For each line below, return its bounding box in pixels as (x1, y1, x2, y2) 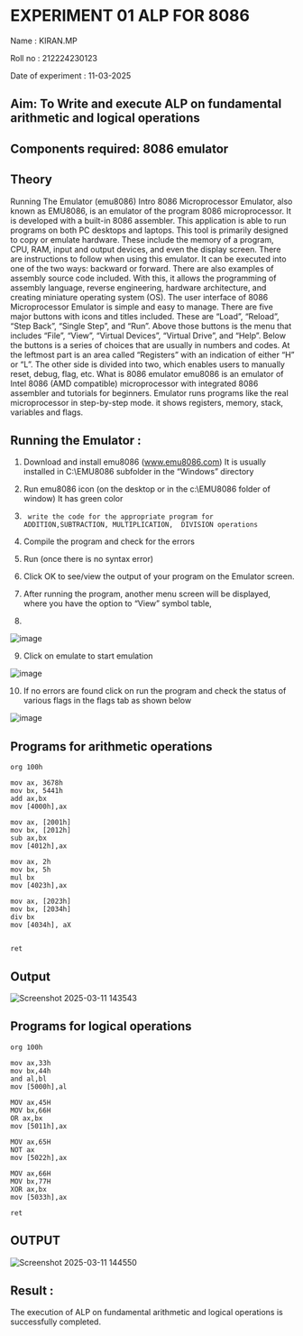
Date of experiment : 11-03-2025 (10, 69, 132, 81)
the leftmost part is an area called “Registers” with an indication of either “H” (10, 349, 295, 360)
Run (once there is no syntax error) (23, 554, 154, 565)
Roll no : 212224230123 (10, 52, 98, 63)
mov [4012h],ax (10, 842, 68, 851)
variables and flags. (10, 407, 84, 418)
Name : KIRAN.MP (10, 35, 78, 46)
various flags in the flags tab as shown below (23, 696, 192, 706)
